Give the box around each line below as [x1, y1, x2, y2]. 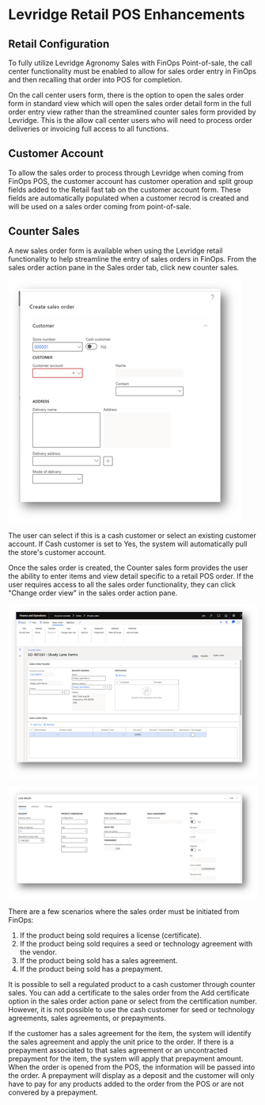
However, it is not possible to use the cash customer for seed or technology [8, 1004, 255, 1014]
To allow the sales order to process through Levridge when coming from [8, 168, 244, 178]
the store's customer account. [8, 547, 107, 556]
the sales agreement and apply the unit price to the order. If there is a [8, 1037, 234, 1046]
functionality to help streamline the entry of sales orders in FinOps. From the [8, 254, 257, 263]
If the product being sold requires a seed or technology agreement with [19, 939, 253, 948]
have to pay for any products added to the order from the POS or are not [8, 1079, 244, 1088]
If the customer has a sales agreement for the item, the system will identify [8, 1028, 252, 1038]
